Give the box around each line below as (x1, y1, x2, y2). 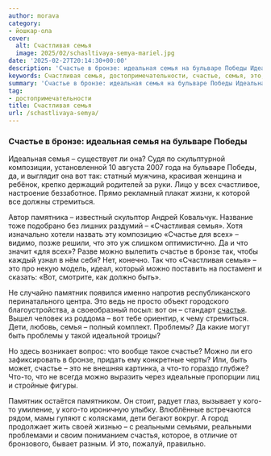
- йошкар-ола (8, 27, 52, 35)
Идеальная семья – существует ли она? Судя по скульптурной (8, 154, 226, 164)
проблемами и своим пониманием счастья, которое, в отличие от (8, 430, 238, 440)
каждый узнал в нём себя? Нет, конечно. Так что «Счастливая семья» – (8, 255, 256, 265)
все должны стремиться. (8, 197, 95, 206)
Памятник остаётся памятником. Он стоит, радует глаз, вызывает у (8, 396, 242, 406)
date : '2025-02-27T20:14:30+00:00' (8, 57, 128, 65)
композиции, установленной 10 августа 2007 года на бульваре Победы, (8, 163, 256, 172)
